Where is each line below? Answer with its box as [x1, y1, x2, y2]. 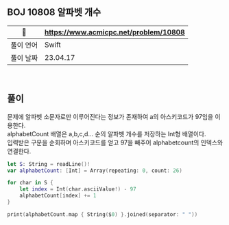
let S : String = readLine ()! [7, 160, 91, 167]
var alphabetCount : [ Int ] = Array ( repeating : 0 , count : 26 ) [7, 167, 183, 174]
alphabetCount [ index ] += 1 [19, 192, 97, 200]
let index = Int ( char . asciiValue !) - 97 [19, 186, 136, 193]
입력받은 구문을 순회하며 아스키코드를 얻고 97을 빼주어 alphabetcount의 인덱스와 [7, 138, 224, 147]
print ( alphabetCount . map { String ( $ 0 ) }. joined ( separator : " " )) [7, 211, 198, 218]
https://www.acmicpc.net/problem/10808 [44, 27, 185, 36]
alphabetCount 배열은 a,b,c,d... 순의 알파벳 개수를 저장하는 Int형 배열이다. [7, 129, 206, 138]
